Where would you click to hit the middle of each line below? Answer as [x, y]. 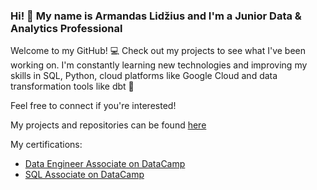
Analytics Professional [66, 28]
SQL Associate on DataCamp [84, 175]
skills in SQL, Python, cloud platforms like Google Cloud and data [144, 76]
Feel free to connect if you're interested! [93, 106]
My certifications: [46, 145]
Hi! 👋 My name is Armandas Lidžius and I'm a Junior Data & [156, 16]
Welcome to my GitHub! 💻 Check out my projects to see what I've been [158, 51]
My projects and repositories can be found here [108, 125]
